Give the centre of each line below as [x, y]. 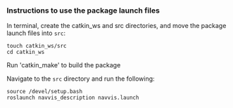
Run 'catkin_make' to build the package [64, 65]
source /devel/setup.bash [44, 92]
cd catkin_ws [26, 52]
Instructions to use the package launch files [83, 11]
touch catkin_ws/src [37, 46]
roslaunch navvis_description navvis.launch [73, 98]
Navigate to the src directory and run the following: [81, 79]
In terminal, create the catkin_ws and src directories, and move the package [116, 26]
